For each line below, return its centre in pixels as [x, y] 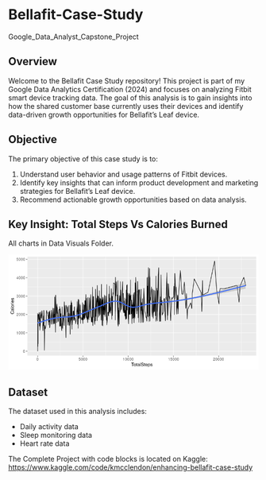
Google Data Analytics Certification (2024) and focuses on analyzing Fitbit [130, 89]
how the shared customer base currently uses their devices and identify [126, 106]
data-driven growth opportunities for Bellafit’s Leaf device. [104, 114]
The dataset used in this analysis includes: [77, 412]
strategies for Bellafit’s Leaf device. [77, 191]
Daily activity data [49, 427]
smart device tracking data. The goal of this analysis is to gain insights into [130, 98]
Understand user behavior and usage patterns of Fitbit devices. [123, 174]
